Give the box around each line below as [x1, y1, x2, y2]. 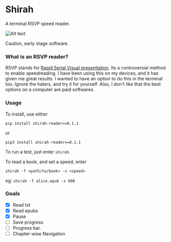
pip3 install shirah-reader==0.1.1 [5, 140, 81, 145]
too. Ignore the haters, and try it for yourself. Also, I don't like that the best [5, 81, 161, 87]
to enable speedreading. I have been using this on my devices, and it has [5, 70, 159, 76]
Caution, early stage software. [5, 40, 69, 47]
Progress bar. [12, 225, 41, 231]
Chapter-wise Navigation [12, 231, 65, 237]
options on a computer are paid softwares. [5, 86, 95, 93]
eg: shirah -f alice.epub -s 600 [5, 178, 76, 184]
